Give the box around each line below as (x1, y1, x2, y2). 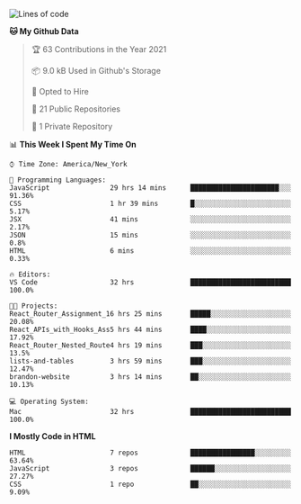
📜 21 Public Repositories (31, 103, 121, 114)
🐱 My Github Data (9, 26, 79, 36)
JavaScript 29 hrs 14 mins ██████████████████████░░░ (9, 184, 292, 193)
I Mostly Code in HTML (9, 431, 96, 441)
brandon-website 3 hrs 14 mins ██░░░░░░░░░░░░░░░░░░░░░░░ (9, 373, 292, 382)
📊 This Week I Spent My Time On (9, 139, 137, 149)
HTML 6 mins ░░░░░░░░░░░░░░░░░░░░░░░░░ (9, 247, 292, 256)
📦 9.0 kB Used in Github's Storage (31, 66, 162, 76)
